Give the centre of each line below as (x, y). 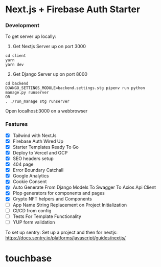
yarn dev (15, 65)
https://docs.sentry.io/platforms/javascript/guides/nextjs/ (66, 238)
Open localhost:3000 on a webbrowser (47, 111)
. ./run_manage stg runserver (38, 102)
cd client (16, 56)
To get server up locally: (31, 36)
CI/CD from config (32, 210)
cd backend (17, 84)
